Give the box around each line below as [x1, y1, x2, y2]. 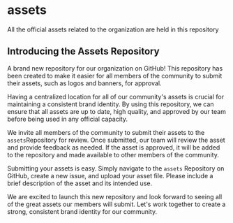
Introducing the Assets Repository [7, 45, 160, 57]
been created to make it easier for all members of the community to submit [7, 71, 223, 80]
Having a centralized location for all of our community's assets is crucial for [7, 92, 225, 101]
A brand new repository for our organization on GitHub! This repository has [7, 64, 223, 72]
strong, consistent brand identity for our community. [7, 207, 158, 215]
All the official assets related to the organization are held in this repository [7, 25, 219, 34]
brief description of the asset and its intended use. [7, 179, 152, 187]
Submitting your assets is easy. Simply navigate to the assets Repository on [7, 164, 225, 173]
